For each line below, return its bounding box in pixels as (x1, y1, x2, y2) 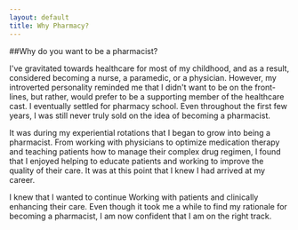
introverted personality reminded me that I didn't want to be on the (9, 82, 254, 92)
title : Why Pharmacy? (9, 21, 90, 30)
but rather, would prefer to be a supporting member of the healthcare (30, 91, 285, 102)
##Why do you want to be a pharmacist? (9, 45, 158, 56)
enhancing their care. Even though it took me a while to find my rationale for (9, 201, 287, 211)
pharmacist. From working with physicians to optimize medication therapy (9, 137, 280, 147)
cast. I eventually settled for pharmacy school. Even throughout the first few (9, 100, 287, 111)
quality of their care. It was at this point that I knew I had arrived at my (9, 165, 265, 176)
